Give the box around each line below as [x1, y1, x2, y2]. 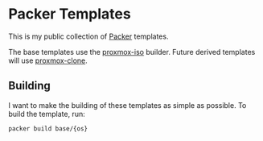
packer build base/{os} [8, 124, 88, 133]
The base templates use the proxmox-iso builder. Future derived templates [8, 47, 256, 56]
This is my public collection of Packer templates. [8, 31, 169, 41]
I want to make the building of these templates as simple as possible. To [8, 100, 247, 110]
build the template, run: [8, 109, 86, 118]
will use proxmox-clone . [8, 56, 88, 65]
